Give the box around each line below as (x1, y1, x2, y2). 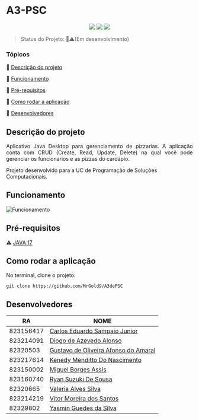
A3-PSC (6, 4, 47, 17)
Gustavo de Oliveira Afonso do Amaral (49, 346, 156, 355)
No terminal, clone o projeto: (6, 272, 76, 279)
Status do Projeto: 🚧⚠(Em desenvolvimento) (20, 35, 129, 42)
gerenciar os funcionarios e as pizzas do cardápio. (6, 155, 130, 163)
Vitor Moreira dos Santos (49, 394, 119, 403)
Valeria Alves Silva (49, 385, 101, 393)
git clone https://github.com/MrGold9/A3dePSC (6, 283, 123, 289)
